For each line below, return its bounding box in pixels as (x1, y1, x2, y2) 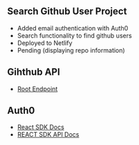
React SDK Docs (17, 123, 64, 131)
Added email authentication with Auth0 (17, 24, 129, 32)
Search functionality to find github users (17, 31, 133, 40)
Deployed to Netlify (17, 38, 73, 47)
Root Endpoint (17, 85, 58, 93)
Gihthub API (7, 66, 60, 78)
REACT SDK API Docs (17, 130, 80, 139)
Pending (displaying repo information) (17, 46, 126, 54)
